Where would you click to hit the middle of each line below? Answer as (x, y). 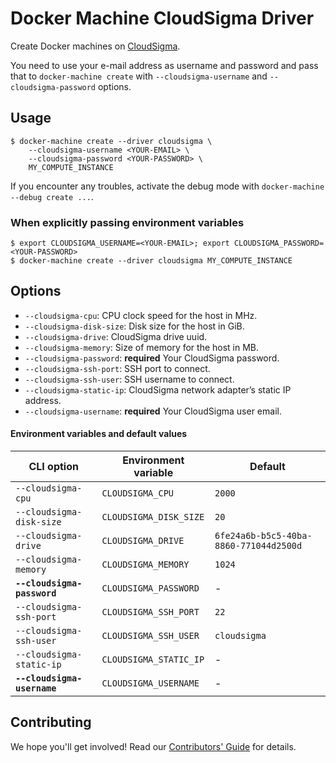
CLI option (53, 467)
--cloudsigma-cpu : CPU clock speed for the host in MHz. (141, 315)
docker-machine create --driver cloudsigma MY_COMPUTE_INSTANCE (156, 261)
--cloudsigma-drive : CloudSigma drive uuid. (116, 336)
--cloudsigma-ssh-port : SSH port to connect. (117, 368)
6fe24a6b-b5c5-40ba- (263, 536)
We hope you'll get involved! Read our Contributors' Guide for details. (153, 746)
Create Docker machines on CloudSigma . (95, 46)
